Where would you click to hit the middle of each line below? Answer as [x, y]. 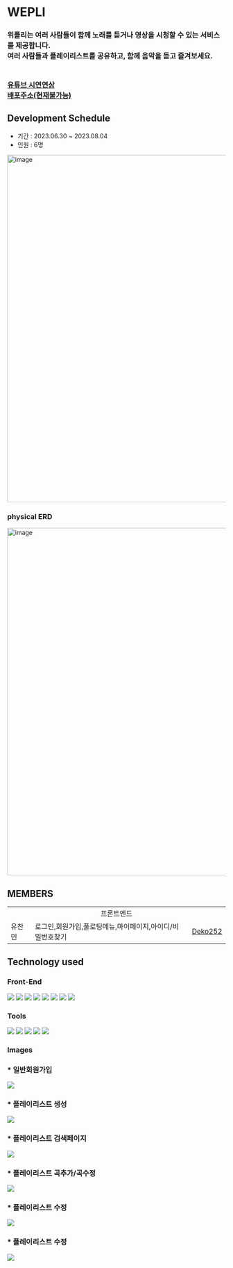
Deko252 [207, 931]
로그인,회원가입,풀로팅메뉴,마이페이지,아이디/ [103, 926]
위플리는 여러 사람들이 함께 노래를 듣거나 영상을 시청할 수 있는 [103, 35]
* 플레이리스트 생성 [37, 1104]
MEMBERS [31, 894]
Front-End [25, 982]
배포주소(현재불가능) [39, 96]
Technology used [46, 962]
